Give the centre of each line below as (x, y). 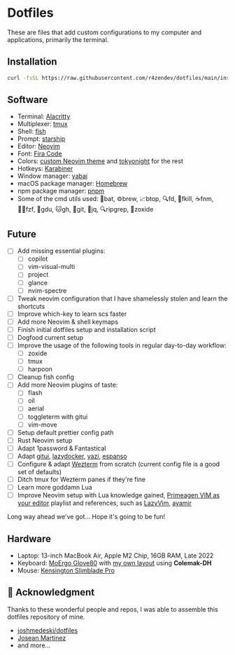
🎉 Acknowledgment (51, 592)
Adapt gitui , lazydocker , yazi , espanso (72, 456)
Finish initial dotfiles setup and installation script (86, 329)
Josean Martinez (42, 637)
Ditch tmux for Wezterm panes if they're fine (81, 479)
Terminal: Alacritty (44, 116)
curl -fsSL (23, 78)
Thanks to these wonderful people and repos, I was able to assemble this (113, 609)
